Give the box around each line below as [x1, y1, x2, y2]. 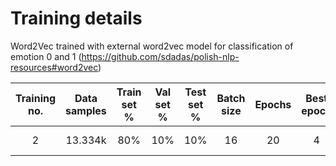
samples [65, 103, 107, 117]
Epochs [254, 97, 292, 111]
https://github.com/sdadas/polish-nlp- [81, 50, 240, 62]
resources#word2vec [10, 61, 99, 73]
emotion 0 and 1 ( [10, 50, 82, 62]
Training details [10, 7, 143, 30]
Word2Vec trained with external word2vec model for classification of [10, 40, 294, 52]
